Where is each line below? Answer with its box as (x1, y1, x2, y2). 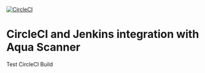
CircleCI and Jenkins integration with (6, 28, 199, 41)
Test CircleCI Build (6, 60, 53, 67)
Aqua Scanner (6, 40, 81, 55)
